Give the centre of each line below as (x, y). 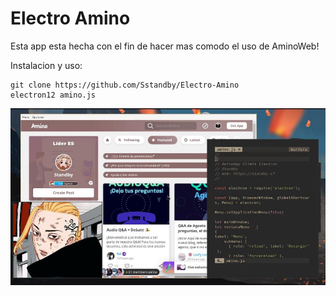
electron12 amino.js (53, 95)
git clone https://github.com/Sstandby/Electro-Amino (125, 85)
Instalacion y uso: (46, 65)
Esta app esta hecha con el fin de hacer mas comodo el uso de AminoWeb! (165, 46)
